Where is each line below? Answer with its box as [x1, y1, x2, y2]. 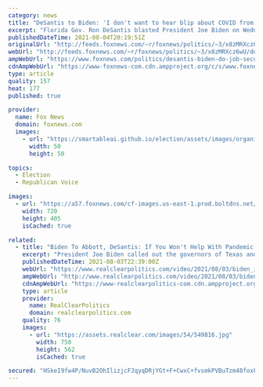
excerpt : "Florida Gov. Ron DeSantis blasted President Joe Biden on [8, 26, 240, 34]
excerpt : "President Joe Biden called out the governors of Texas [22, 250, 243, 259]
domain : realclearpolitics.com [28, 309, 131, 317]
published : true [8, 92, 61, 100]
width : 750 [36, 338, 72, 346]
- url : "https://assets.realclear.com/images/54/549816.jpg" [28, 330, 233, 338]
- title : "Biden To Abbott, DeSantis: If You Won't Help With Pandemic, [15, 243, 258, 251]
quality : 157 [8, 77, 51, 85]
